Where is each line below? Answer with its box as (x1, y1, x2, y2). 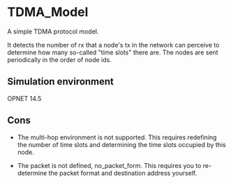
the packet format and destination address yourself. (48, 169, 197, 177)
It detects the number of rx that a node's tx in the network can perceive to (7, 40, 220, 49)
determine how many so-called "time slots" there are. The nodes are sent (7, 48, 218, 56)
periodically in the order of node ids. (7, 55, 112, 63)
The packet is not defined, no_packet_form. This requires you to (17, 161, 202, 169)
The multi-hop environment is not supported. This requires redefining (17, 133, 218, 141)
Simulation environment (7, 76, 114, 88)
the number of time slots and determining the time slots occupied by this (17, 140, 227, 148)
